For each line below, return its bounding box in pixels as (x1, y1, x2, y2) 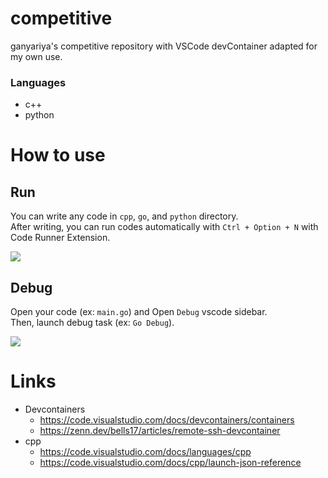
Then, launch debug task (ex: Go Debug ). (10, 317, 175, 329)
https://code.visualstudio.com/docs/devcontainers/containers (39, 413, 295, 426)
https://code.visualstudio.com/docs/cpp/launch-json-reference (39, 456, 302, 468)
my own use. (10, 50, 63, 62)
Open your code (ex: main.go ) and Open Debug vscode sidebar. (10, 306, 268, 318)
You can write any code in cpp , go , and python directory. (10, 210, 239, 222)
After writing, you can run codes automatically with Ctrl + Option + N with (10, 221, 319, 233)
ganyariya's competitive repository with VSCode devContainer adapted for (10, 40, 318, 52)
